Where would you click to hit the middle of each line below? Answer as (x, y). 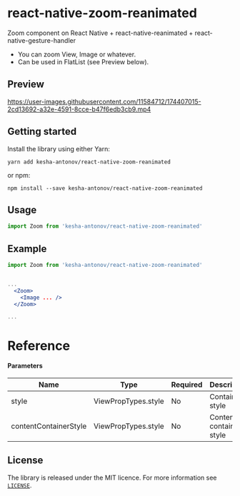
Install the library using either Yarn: (59, 148)
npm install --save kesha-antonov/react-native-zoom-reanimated (105, 188)
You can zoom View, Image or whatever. (77, 54)
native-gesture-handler (42, 40)
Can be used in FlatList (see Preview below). (83, 61)
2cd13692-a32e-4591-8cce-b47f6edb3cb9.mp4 (79, 109)
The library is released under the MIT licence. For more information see (112, 477)
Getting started (42, 132)
